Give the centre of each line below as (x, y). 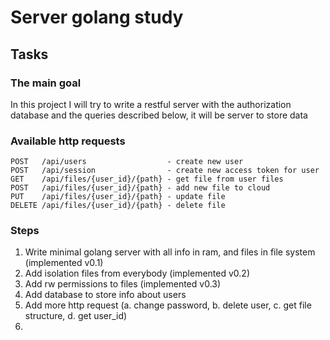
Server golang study (97, 17)
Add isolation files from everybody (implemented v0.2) (137, 273)
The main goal (46, 83)
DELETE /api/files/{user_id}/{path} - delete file (118, 206)
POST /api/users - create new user (127, 162)
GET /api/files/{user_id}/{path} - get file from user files (147, 179)
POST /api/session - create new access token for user (165, 171)
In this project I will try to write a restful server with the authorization (151, 104)
